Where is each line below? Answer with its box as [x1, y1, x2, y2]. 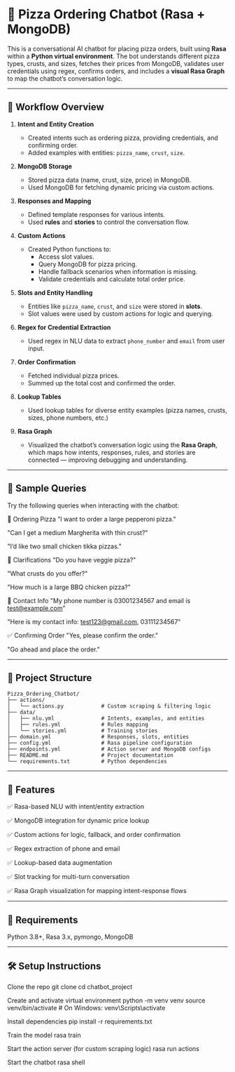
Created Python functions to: [27, 245, 112, 253]
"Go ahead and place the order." [7, 645, 100, 654]
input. [27, 344, 45, 352]
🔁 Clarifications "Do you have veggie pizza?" [7, 555, 136, 564]
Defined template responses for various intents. [27, 210, 166, 218]
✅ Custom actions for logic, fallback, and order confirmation [7, 831, 180, 839]
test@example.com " [7, 604, 66, 612]
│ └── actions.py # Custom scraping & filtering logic [7, 703, 211, 710]
